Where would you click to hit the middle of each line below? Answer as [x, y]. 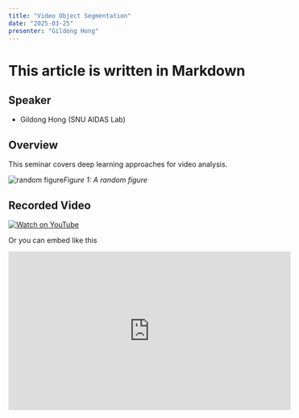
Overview [33, 145]
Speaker [30, 100]
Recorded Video [50, 205]
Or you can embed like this [53, 240]
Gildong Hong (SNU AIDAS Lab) [73, 120]
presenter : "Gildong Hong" [54, 31]
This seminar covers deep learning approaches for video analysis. [118, 164]
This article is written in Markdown [127, 70]
